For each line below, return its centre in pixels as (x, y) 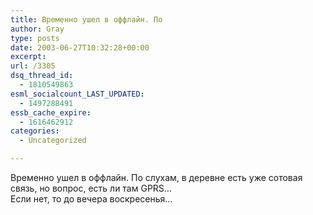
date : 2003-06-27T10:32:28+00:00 (80, 47)
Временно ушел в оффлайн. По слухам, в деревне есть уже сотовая (156, 177)
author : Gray (37, 29)
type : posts (35, 38)
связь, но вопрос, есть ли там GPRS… (91, 188)
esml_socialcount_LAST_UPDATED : (77, 94)
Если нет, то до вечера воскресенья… (91, 199)
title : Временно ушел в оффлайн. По (86, 19)
